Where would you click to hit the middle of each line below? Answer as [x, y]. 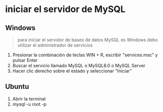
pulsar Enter [25, 60]
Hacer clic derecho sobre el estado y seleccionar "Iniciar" [72, 71]
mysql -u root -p [29, 104]
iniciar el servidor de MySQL [65, 9]
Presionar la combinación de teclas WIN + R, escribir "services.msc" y [85, 55]
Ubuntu [17, 87]
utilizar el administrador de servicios [55, 45]
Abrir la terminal [29, 98]
